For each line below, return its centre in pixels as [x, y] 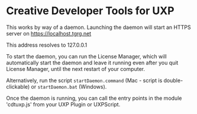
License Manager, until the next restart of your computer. [75, 69]
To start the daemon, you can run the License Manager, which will [86, 56]
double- [173, 80]
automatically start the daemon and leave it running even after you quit [92, 63]
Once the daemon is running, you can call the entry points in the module [94, 98]
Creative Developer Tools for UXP [90, 11]
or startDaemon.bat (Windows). [69, 86]
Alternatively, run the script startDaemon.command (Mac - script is [84, 80]
